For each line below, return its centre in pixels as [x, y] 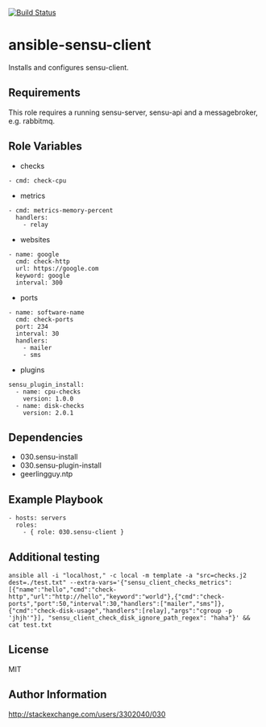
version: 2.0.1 [48, 413]
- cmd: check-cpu [37, 181]
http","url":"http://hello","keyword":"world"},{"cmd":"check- [117, 597]
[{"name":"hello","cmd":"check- [62, 590]
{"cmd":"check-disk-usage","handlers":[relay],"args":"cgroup [115, 611]
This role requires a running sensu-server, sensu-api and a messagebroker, [133, 112]
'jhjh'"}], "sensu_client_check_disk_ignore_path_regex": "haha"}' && [129, 618]
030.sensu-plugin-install [61, 465]
